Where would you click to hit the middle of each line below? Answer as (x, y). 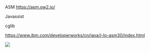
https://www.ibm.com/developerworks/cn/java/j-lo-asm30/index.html (75, 35)
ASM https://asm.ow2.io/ (30, 7)
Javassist (15, 16)
